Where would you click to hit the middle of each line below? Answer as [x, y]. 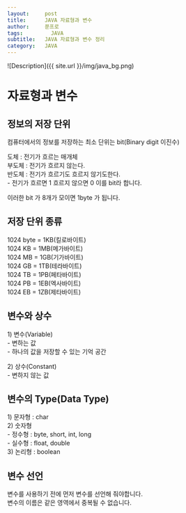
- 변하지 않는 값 [28, 375]
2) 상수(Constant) [32, 366]
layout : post [32, 14]
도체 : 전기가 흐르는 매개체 [42, 157]
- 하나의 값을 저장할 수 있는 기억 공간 [57, 352]
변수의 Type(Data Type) [58, 399]
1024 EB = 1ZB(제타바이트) [44, 292]
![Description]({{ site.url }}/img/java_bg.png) [71, 66]
